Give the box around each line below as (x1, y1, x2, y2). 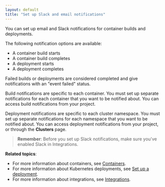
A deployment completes (12, 65, 64, 72)
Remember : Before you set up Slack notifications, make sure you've (17, 136, 158, 142)
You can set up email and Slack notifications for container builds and (5, 25, 146, 31)
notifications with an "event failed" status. (5, 80, 91, 87)
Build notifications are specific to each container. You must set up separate (5, 90, 159, 96)
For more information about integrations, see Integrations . (12, 176, 131, 182)
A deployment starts (12, 61, 54, 66)
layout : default (5, 7, 39, 12)
